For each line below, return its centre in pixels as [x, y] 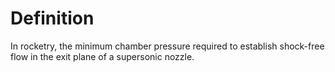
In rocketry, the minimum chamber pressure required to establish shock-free [167, 46]
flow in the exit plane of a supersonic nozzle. [102, 56]
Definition [52, 18]
